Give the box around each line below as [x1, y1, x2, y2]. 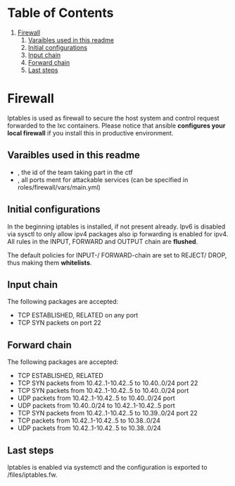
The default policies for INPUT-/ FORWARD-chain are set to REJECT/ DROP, [7, 250, 227, 259]
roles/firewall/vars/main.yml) [17, 183, 101, 191]
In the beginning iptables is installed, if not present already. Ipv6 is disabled [7, 222, 226, 231]
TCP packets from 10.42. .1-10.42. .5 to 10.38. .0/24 [17, 416, 160, 425]
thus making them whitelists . [7, 258, 92, 267]
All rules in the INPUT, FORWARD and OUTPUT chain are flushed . [7, 237, 198, 245]
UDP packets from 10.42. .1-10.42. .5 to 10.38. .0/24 [17, 424, 162, 432]
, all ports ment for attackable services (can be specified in [17, 175, 189, 184]
